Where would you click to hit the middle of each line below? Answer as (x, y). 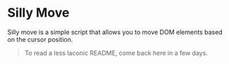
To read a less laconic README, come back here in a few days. (116, 53)
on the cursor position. (40, 39)
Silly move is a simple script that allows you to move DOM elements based (115, 32)
